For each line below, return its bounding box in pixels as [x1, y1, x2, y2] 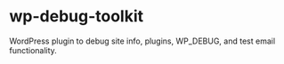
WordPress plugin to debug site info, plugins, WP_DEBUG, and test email [9, 36, 276, 46]
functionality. [9, 44, 58, 55]
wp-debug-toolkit [9, 6, 144, 27]
